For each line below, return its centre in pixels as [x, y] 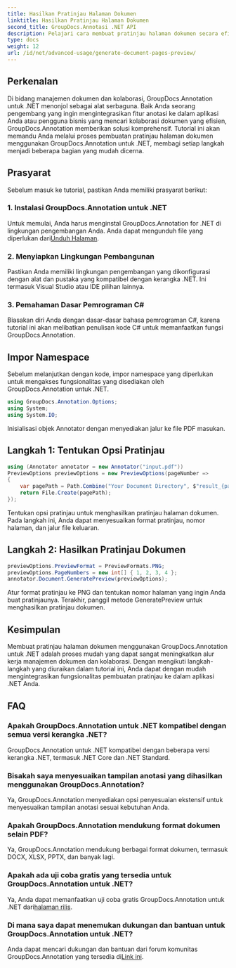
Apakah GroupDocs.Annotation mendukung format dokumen [114, 825]
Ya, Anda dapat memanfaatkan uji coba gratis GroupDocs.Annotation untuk [116, 899]
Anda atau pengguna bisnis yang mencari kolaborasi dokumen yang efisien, [117, 121]
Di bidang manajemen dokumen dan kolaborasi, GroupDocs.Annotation [110, 98]
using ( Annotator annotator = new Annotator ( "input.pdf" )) [96, 467]
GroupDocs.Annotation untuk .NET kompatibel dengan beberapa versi [109, 750]
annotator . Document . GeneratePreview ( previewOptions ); [88, 579]
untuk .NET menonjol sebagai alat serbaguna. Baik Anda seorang [101, 105]
